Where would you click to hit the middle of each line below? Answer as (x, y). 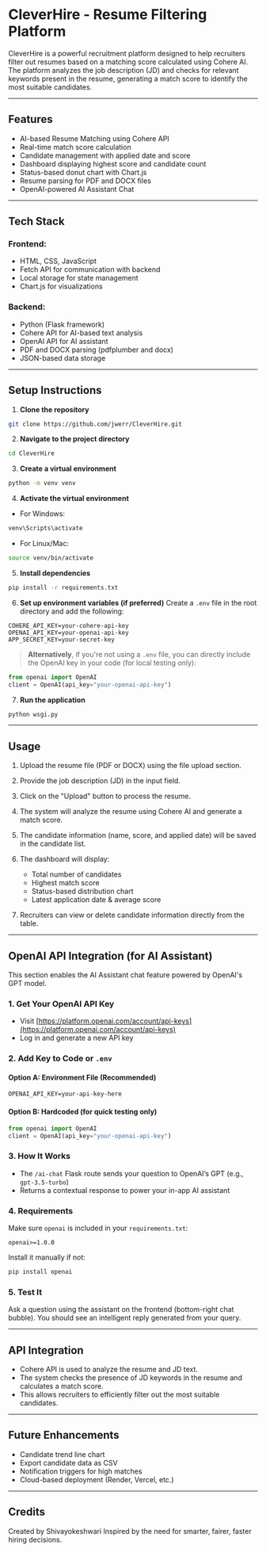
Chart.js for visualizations (61, 286)
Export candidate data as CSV (68, 1462)
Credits (27, 1512)
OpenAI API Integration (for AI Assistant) (110, 956)
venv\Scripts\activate (46, 529)
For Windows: (42, 514)
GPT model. (28, 984)
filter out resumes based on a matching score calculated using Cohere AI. (128, 62)
